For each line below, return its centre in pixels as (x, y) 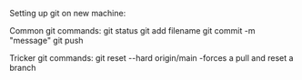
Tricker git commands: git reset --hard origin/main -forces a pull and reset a (151, 58)
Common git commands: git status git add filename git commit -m (132, 30)
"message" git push (46, 40)
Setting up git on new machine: (68, 13)
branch (23, 68)
